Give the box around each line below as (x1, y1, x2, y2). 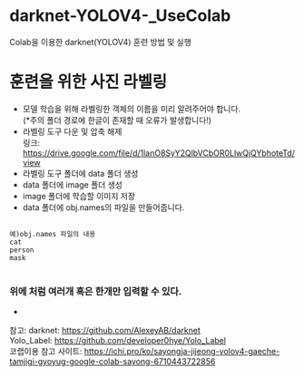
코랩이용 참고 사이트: (9, 346, 83, 357)
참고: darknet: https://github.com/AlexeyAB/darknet (9, 325, 201, 336)
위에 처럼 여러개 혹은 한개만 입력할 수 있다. (9, 284, 182, 297)
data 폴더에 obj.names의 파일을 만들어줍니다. (22, 201, 185, 213)
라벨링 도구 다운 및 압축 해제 (22, 126, 123, 137)
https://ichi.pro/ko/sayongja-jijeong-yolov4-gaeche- (83, 346, 280, 357)
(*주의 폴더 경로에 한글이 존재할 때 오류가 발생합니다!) (22, 114, 211, 125)
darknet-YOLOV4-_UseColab (9, 5, 231, 26)
